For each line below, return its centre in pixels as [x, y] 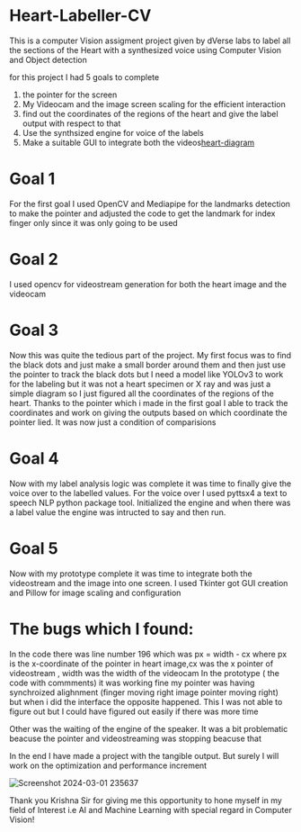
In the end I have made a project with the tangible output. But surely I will [144, 755]
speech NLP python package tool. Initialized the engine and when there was [150, 502]
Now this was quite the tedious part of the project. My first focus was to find [150, 355]
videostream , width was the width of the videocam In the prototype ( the [145, 673]
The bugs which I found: [102, 629]
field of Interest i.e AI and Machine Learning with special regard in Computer [150, 809]
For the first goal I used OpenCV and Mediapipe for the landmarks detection [150, 203]
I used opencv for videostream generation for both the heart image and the [148, 284]
